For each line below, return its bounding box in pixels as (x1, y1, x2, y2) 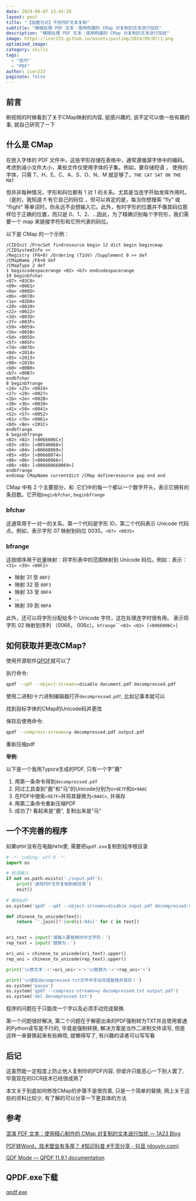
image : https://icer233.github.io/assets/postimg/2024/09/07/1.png (6, 36, 174, 42)
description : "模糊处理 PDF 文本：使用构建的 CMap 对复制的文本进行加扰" (6, 30, 170, 36)
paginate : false (6, 74, 45, 80)
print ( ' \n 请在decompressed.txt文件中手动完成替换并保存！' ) (6, 977, 142, 983)
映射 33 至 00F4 (14, 588, 51, 596)
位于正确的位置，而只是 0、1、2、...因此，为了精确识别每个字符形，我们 (10, 210, 184, 217)
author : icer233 (6, 69, 45, 74)
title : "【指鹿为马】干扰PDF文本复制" (6, 19, 90, 25)
